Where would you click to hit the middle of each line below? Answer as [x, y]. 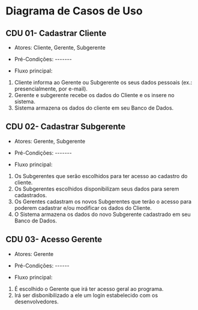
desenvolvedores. [36, 302]
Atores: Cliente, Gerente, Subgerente [60, 47]
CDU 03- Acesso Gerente [54, 240]
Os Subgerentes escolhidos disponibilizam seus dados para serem [97, 189]
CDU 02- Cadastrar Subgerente [66, 127]
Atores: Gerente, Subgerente [49, 141]
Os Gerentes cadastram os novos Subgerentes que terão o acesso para [103, 201]
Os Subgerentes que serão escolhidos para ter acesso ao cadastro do [101, 176]
